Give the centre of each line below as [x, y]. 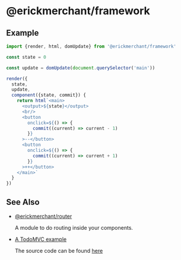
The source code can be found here [59, 251]
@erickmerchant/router [43, 216]
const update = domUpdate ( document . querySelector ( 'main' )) [81, 68]
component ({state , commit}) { [49, 95]
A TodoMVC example [41, 239]
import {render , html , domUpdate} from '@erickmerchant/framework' [91, 46]
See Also [23, 202]
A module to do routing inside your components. [74, 227]
